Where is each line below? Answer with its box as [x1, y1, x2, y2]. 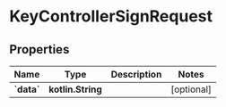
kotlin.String [48, 83, 103, 95]
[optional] [169, 83, 213, 95]
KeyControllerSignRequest [9, 6, 213, 27]
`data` [13, 83, 40, 95]
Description [110, 69, 162, 80]
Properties [9, 42, 70, 57]
